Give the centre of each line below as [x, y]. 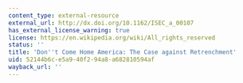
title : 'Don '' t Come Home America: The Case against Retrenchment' [123, 52]
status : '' [26, 45]
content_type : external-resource [64, 15]
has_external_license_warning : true [69, 30]
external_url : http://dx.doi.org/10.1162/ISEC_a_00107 [101, 23]
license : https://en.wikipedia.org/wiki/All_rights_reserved [112, 38]
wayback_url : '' [35, 67]
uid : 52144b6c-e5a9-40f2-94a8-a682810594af [82, 60]
